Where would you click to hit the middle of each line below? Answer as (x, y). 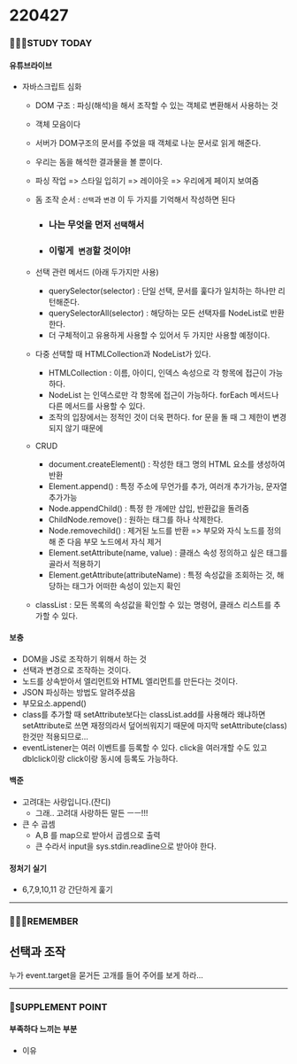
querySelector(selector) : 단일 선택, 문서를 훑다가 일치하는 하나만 (162, 291)
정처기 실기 (28, 868)
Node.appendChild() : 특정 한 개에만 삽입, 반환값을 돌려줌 (149, 508)
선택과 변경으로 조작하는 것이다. (76, 670)
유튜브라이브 (31, 65)
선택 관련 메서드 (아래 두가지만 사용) (97, 272)
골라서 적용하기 (75, 563)
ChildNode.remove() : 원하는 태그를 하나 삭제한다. (136, 519)
